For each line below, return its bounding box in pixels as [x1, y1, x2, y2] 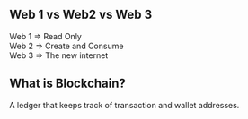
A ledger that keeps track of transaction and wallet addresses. [9, 99, 240, 110]
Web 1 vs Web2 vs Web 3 [9, 7, 153, 22]
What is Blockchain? [9, 76, 126, 91]
